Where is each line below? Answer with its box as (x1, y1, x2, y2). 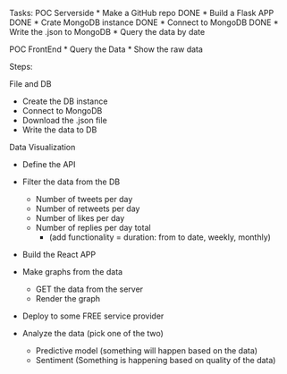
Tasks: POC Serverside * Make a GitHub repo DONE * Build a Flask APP (9, 8, 274, 18)
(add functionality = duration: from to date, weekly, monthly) (48, 232, 271, 242)
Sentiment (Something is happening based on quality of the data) (35, 355, 276, 365)
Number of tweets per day (35, 194, 133, 204)
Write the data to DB (21, 124, 97, 135)
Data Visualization (9, 142, 76, 152)
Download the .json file (21, 115, 107, 125)
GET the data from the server (35, 284, 144, 294)
